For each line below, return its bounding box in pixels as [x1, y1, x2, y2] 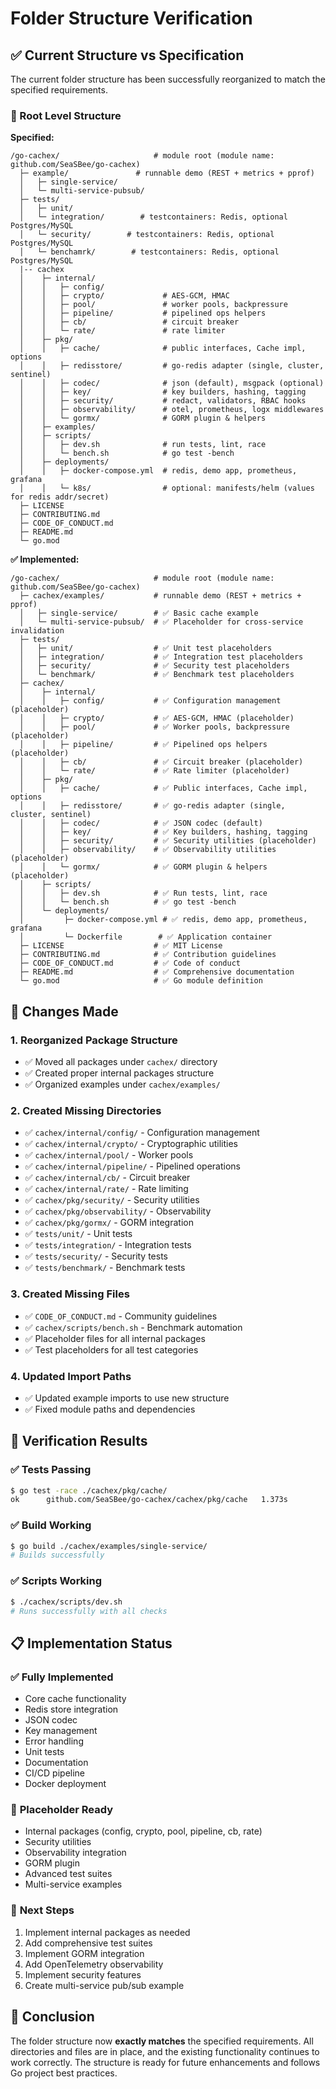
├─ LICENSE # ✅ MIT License [19, 941, 223, 951]
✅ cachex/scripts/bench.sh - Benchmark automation [24, 1321, 243, 1333]
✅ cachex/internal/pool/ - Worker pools [24, 1149, 194, 1161]
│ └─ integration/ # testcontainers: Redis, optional [19, 212, 288, 222]
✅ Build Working [10, 1518, 92, 1532]
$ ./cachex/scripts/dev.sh [10, 1597, 123, 1607]
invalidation [10, 626, 65, 636]
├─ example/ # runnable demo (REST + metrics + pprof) [19, 168, 315, 179]
